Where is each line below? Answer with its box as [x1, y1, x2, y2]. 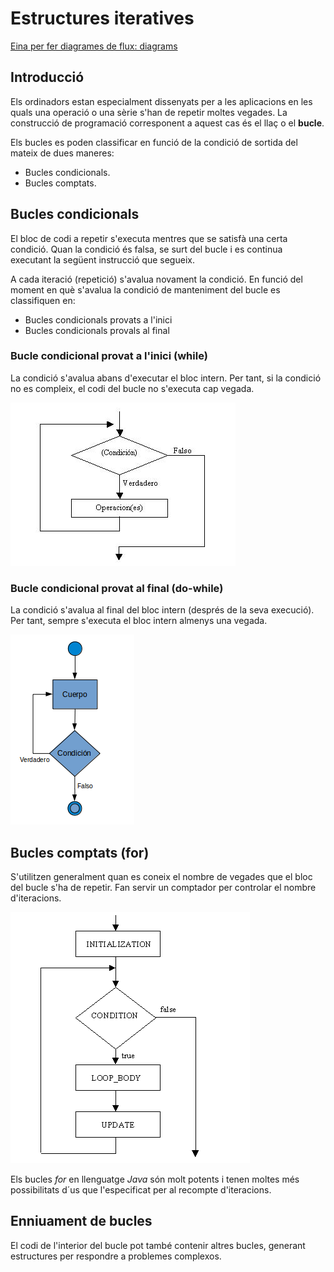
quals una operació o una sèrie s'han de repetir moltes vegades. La [10, 106, 288, 118]
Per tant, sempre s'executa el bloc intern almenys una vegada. [10, 615, 268, 627]
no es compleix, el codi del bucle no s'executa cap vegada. [10, 382, 255, 394]
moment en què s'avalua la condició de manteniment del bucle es [10, 283, 281, 296]
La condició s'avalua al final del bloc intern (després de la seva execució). [10, 604, 315, 616]
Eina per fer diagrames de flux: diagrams [10, 40, 178, 52]
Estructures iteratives [10, 7, 195, 30]
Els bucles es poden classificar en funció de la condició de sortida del [10, 136, 298, 148]
